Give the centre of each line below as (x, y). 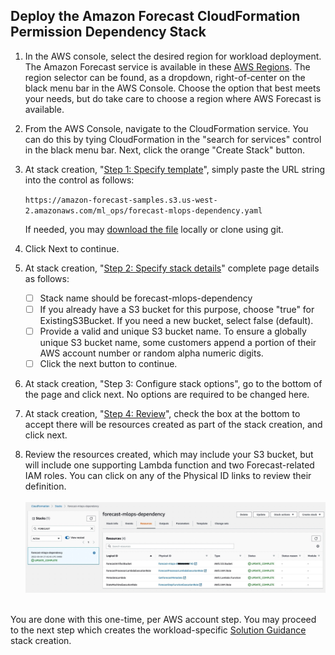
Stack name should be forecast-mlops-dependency (146, 298)
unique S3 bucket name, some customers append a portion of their (178, 342)
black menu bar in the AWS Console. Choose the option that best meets (172, 88)
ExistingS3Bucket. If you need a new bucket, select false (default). (176, 320)
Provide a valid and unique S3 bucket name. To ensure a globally (173, 331)
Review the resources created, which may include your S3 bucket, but (169, 455)
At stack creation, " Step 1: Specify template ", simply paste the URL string (175, 169)
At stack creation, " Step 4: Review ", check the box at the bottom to (162, 414)
